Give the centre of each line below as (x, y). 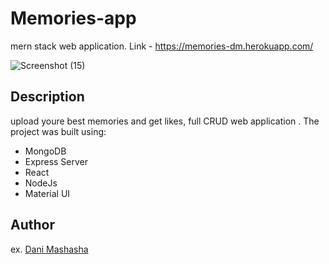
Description (47, 97)
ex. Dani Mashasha (49, 249)
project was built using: (58, 131)
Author (32, 225)
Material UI (47, 193)
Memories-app (73, 18)
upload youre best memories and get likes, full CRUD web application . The (165, 121)
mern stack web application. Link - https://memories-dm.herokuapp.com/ (162, 46)
